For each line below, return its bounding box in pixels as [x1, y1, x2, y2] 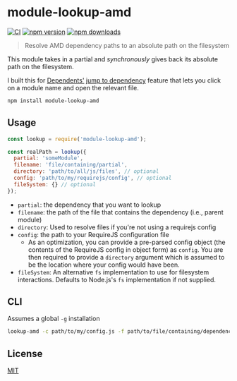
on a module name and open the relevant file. [7, 83, 139, 92]
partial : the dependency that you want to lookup [17, 200, 162, 209]
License [7, 347, 43, 360]
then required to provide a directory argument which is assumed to [28, 253, 225, 261]
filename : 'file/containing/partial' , [13, 162, 128, 169]
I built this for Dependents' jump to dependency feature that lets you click [7, 75, 221, 85]
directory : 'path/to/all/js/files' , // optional [13, 168, 159, 175]
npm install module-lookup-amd [7, 97, 99, 104]
